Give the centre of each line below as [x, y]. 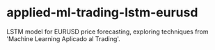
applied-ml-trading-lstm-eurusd [102, 13]
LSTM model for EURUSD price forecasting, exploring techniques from [108, 32]
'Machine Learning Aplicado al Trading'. [64, 38]
